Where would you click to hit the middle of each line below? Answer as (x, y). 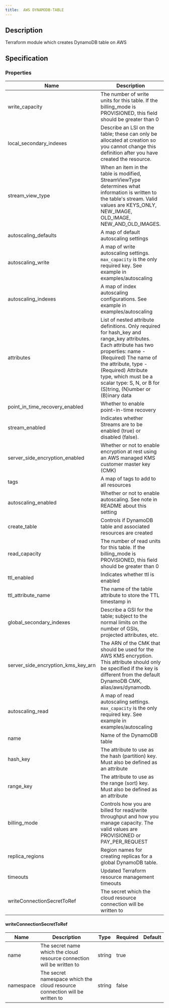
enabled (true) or (120, 431)
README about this (123, 506)
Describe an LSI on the (127, 128)
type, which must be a (126, 377)
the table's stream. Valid (129, 199)
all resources (116, 485)
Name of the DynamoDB (129, 735)
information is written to (129, 193)
